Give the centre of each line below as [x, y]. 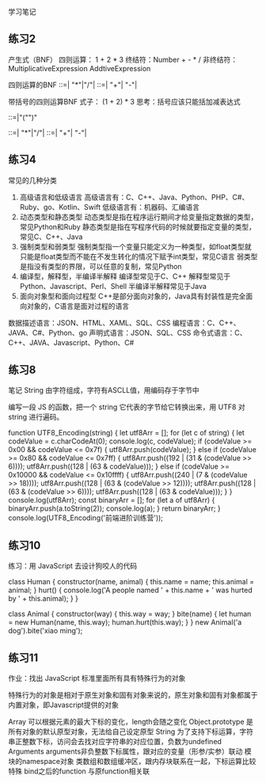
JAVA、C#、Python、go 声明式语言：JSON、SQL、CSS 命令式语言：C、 [127, 333]
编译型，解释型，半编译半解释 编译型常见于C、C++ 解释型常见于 [125, 276]
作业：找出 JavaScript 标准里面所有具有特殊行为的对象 [97, 678]
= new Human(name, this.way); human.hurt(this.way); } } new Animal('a [125, 622]
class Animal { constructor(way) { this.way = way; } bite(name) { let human [130, 614]
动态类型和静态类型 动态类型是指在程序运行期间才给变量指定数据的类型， [139, 217]
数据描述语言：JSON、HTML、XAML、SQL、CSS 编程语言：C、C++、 [124, 322]
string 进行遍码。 [36, 417]
